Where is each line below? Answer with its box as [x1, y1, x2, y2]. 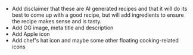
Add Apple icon [11, 30, 50, 38]
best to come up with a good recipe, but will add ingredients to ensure [11, 11, 184, 19]
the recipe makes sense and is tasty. [11, 18, 102, 25]
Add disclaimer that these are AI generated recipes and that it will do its [11, 5, 188, 12]
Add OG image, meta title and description [11, 24, 114, 31]
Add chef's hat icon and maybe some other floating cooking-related [11, 37, 179, 44]
